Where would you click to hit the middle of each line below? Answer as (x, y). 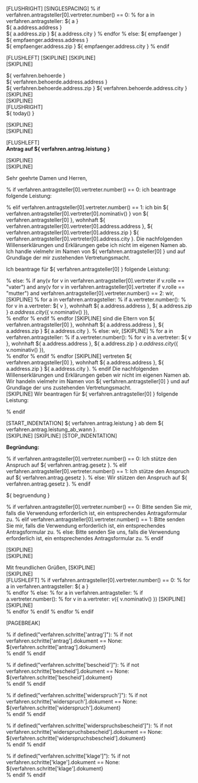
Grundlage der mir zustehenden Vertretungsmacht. (68, 258)
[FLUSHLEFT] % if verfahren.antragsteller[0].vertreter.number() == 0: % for (98, 580)
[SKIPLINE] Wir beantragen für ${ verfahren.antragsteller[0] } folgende (92, 394)
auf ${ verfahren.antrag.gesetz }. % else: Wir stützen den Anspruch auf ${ (97, 477)
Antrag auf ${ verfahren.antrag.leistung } (58, 149)
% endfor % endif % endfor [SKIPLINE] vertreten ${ (69, 356)
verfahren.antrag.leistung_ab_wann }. (52, 429)
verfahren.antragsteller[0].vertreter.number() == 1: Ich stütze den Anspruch (98, 471)
